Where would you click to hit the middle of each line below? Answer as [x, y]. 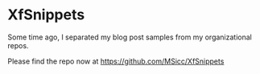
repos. [18, 45]
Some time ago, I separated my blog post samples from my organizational [130, 37]
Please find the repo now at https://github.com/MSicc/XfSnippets [116, 61]
